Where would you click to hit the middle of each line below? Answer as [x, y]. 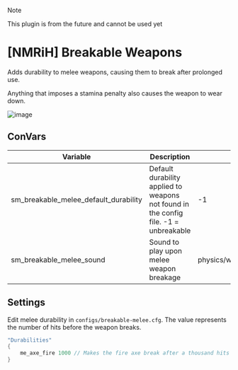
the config [166, 213]
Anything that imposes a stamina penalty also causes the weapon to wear [115, 93]
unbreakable [170, 231]
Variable [76, 156]
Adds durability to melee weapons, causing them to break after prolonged [115, 72]
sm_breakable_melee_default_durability [77, 200]
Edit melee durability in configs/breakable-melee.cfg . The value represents [117, 319]
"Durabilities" [30, 340]
